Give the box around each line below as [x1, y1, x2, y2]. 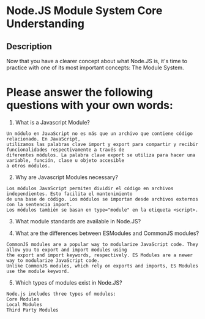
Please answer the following [6, 85, 153, 99]
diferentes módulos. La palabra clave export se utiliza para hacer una [6, 152, 196, 158]
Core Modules [6, 296, 40, 302]
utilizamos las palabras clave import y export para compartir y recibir [6, 141, 199, 147]
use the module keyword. [6, 268, 70, 274]
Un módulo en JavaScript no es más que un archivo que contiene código [6, 130, 193, 137]
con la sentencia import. [6, 201, 72, 207]
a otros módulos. [6, 163, 51, 169]
